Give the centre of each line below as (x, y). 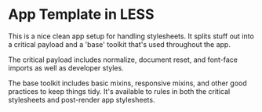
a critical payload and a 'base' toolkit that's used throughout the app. (120, 44)
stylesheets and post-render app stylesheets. (82, 99)
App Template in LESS (81, 14)
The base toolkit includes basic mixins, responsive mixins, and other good (127, 83)
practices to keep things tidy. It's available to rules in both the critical (119, 91)
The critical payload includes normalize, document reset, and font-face (123, 60)
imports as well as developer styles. (66, 67)
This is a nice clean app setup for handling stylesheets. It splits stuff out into (131, 36)
